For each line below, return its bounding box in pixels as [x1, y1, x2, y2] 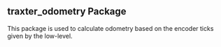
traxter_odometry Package [7, 6, 127, 18]
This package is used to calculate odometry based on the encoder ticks [7, 24, 214, 32]
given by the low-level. [7, 32, 73, 40]
